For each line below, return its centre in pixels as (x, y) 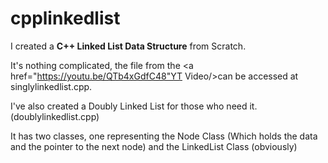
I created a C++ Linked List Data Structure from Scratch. (128, 46)
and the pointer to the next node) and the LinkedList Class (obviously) (154, 146)
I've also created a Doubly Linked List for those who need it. (134, 106)
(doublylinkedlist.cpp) (55, 116)
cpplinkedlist (65, 18)
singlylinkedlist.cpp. (51, 86)
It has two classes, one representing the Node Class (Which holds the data (164, 136)
